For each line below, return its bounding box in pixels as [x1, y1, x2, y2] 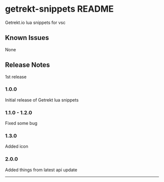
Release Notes [5, 61, 50, 69]
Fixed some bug [5, 121, 38, 126]
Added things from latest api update [5, 167, 78, 173]
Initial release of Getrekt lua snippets [5, 97, 79, 103]
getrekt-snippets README [5, 3, 114, 15]
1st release [5, 74, 27, 80]
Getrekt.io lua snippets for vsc [5, 20, 66, 25]
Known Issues [5, 34, 49, 42]
